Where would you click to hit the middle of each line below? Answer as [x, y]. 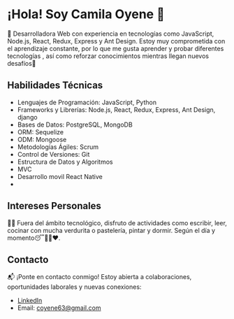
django [27, 117]
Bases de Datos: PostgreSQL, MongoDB [75, 125]
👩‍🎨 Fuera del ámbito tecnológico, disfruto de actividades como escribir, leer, [117, 222]
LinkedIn [30, 301]
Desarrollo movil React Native [60, 176]
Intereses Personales [54, 206]
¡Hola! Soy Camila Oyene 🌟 [86, 14]
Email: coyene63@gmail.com [59, 308]
